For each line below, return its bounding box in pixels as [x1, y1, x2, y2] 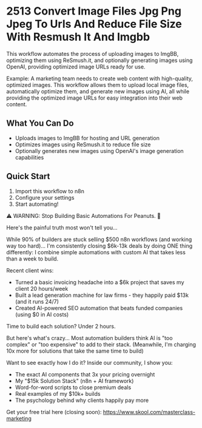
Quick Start [6, 171, 50, 182]
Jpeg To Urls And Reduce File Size [6, 17, 182, 31]
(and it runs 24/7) [15, 297, 59, 305]
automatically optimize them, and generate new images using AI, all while [6, 87, 190, 95]
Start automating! [15, 200, 59, 208]
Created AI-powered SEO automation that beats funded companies [15, 304, 183, 311]
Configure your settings [15, 194, 75, 201]
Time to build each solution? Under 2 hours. [6, 322, 116, 330]
